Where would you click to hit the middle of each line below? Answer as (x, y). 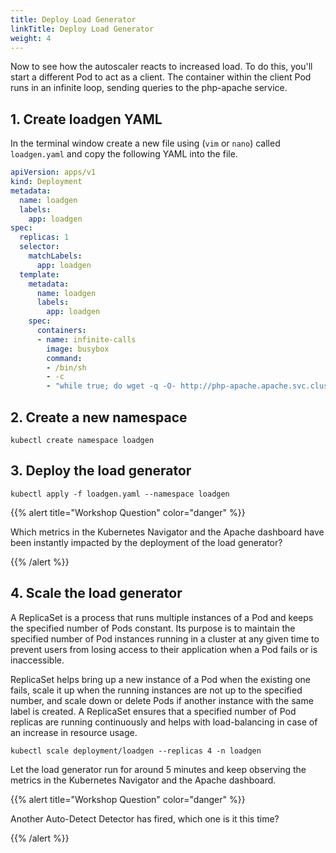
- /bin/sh (66, 367)
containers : (61, 331)
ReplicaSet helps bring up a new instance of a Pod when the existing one (160, 679)
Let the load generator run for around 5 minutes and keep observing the (158, 769)
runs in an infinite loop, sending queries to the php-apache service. (149, 88)
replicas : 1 (44, 237)
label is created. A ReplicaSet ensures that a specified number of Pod (153, 711)
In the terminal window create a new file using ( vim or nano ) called (145, 143)
